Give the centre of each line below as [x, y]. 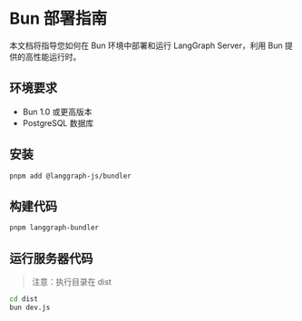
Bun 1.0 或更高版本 [57, 112]
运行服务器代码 [51, 258]
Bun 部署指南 [58, 19]
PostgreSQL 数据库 [58, 122]
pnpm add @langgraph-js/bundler [70, 176]
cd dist [24, 299]
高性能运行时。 [53, 56]
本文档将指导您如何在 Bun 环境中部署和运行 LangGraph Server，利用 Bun [146, 45]
